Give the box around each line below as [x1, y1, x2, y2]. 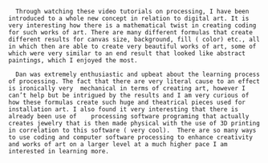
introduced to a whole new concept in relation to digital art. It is [8, 14, 250, 22]
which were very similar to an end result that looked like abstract [8, 50, 246, 58]
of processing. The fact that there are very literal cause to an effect [8, 78, 261, 85]
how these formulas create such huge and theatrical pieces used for [8, 98, 246, 106]
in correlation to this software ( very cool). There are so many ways [8, 126, 257, 134]
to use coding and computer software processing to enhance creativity [8, 133, 253, 141]
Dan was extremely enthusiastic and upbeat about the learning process [15, 70, 261, 78]
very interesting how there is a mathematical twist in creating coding [8, 22, 257, 30]
